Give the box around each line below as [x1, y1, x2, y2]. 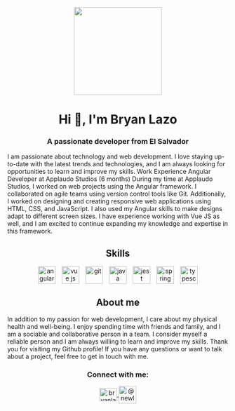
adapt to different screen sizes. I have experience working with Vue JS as [7, 212, 220, 220]
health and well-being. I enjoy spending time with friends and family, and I [7, 323, 221, 331]
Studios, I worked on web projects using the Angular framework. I [7, 182, 197, 191]
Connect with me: [86, 370, 149, 379]
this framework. [7, 227, 53, 236]
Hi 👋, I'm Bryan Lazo [58, 112, 177, 128]
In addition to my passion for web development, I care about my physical [7, 315, 217, 323]
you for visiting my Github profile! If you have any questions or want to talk [7, 345, 222, 353]
